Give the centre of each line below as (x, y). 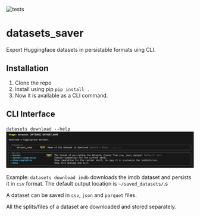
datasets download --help (38, 129)
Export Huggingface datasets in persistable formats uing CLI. (81, 49)
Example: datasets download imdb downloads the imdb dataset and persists (99, 177)
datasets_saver (45, 33)
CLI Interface (31, 114)
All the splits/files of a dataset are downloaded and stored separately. (91, 207)
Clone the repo (33, 83)
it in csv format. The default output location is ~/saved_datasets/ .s (87, 184)
